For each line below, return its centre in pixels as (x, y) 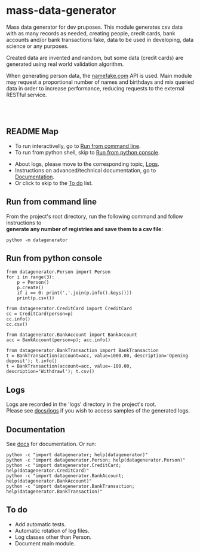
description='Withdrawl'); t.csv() (50, 372)
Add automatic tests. (40, 524)
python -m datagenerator (37, 240)
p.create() (30, 288)
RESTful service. (27, 95)
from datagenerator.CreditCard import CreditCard (69, 309)
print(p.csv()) (36, 298)
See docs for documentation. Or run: (51, 444)
